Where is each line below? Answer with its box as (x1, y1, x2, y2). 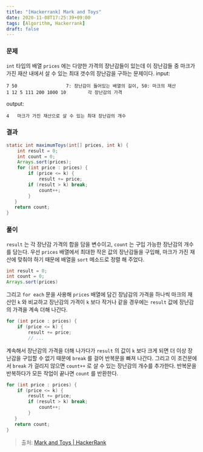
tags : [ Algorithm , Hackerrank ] (6, 20, 85, 26)
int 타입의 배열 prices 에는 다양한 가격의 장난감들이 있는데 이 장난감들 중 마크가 (6, 62, 196, 69)
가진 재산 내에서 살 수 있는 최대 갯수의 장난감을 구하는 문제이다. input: (6, 69, 171, 77)
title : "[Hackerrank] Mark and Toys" (6, 9, 102, 15)
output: (6, 100, 24, 107)
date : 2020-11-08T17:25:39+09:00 (6, 15, 91, 21)
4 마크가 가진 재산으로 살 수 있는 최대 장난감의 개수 (6, 113, 126, 119)
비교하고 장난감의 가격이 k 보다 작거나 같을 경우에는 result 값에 (28, 298, 178, 306)
